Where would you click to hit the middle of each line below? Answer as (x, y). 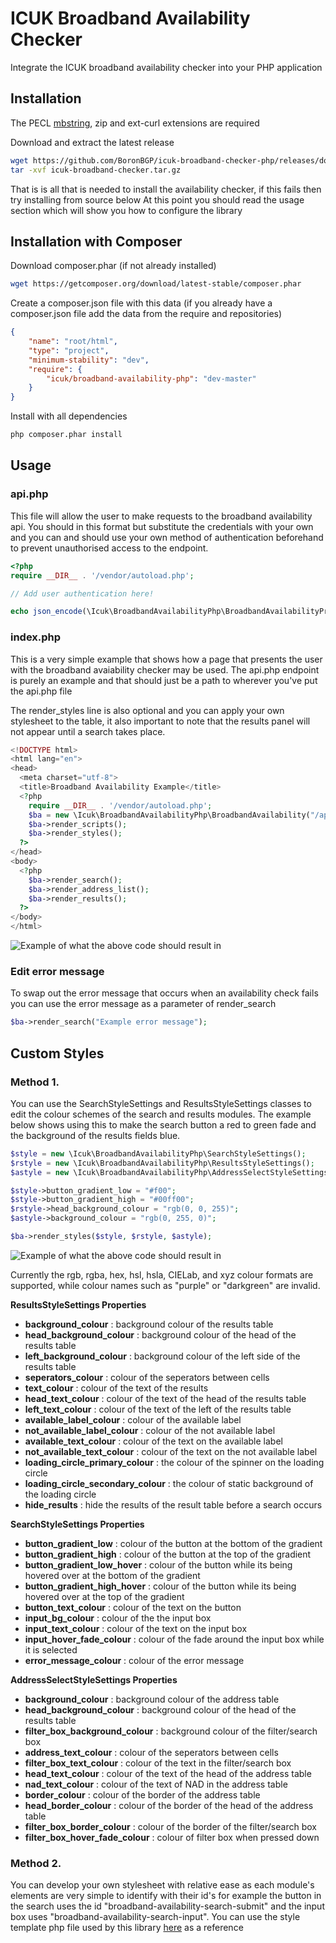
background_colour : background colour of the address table (152, 1699)
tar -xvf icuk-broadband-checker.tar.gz (96, 170)
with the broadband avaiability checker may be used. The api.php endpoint (165, 669)
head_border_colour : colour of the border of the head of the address (169, 1805)
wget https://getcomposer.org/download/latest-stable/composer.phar (156, 284)
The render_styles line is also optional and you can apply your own (147, 710)
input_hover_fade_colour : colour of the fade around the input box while (174, 1639)
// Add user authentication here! (82, 593)
